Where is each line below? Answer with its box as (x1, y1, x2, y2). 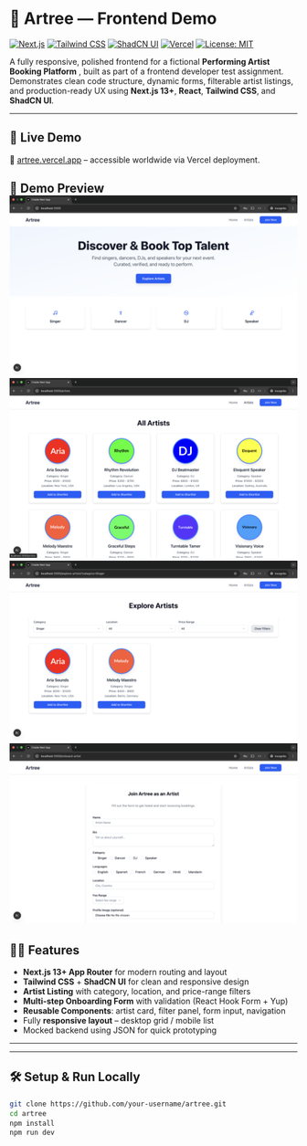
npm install (9, 1119, 55, 1128)
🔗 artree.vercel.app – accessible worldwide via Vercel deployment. (9, 154, 260, 165)
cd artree (9, 1109, 48, 1118)
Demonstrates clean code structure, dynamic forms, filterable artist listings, (9, 75, 294, 86)
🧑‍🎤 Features (9, 942, 80, 958)
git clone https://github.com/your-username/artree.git (9, 1099, 227, 1109)
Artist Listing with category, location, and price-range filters (22, 985, 251, 996)
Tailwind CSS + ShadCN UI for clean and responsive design (22, 976, 249, 987)
